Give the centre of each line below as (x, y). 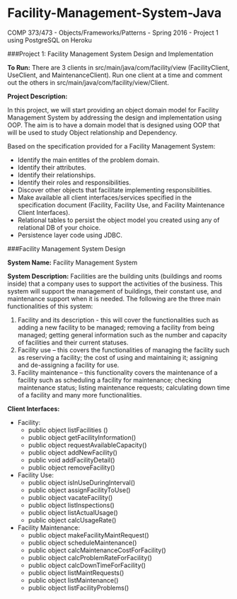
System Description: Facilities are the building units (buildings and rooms (115, 276)
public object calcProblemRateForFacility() (90, 557)
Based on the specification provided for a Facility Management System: (111, 146)
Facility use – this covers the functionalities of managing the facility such (123, 350)
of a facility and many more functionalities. (80, 395)
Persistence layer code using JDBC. (70, 235)
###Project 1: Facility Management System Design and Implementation (110, 54)
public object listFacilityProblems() (79, 588)
